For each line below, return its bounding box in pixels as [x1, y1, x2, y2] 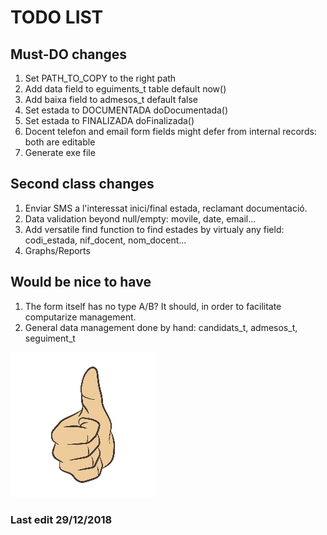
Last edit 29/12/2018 [10, 512, 113, 526]
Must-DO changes [10, 46, 128, 63]
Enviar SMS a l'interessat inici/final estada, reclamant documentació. [24, 202, 308, 214]
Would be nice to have [10, 274, 152, 291]
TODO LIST [10, 6, 104, 29]
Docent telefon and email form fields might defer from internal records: [24, 126, 317, 137]
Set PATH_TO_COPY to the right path [24, 72, 177, 84]
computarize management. [24, 311, 137, 323]
